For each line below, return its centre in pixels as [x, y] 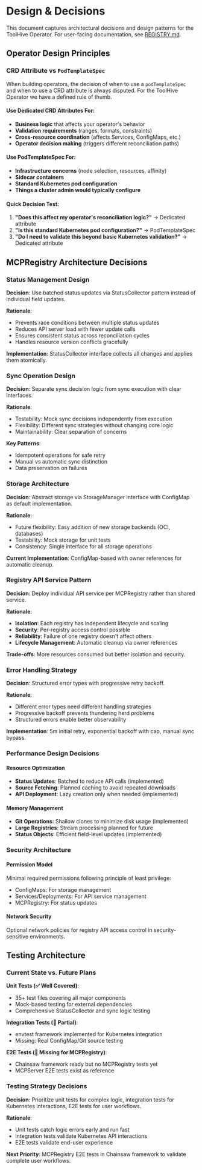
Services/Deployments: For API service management [80, 896]
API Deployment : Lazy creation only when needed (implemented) [97, 794]
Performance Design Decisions [53, 754]
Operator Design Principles [58, 54]
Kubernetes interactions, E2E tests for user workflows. [74, 1106]
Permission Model [30, 864]
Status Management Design [48, 279]
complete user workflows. [39, 1160]
